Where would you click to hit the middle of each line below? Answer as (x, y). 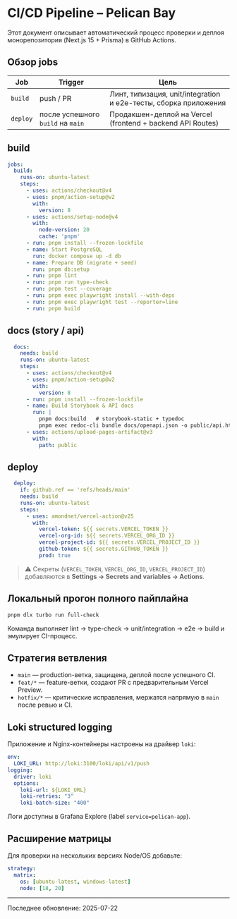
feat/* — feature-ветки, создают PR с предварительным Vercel (113, 683)
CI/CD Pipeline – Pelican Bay (92, 13)
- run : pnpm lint (51, 276)
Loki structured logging (60, 727)
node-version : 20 (64, 230)
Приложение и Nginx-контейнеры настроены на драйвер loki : (102, 744)
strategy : (22, 868)
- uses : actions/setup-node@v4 (72, 217)
